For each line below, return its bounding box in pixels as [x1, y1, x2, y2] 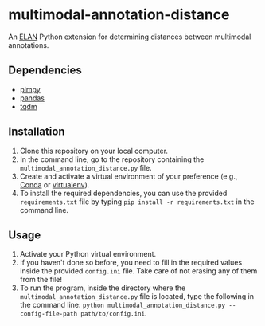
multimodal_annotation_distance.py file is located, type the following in [19, 292, 255, 301]
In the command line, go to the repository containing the [19, 154, 205, 164]
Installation [8, 125, 65, 139]
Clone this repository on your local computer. [19, 146, 169, 155]
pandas [19, 93, 45, 103]
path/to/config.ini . [80, 308, 147, 318]
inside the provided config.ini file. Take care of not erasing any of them [19, 266, 258, 276]
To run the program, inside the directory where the [19, 283, 186, 293]
